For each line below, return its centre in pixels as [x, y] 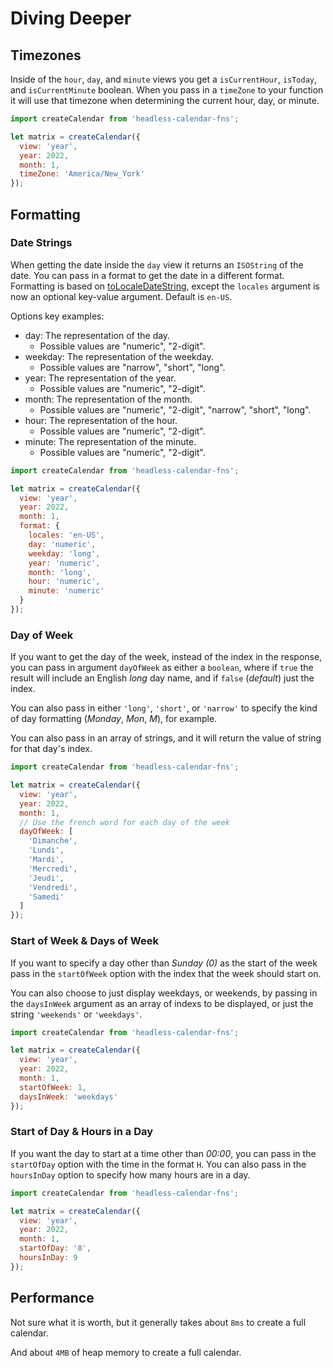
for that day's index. [51, 749]
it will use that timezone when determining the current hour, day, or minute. [165, 100]
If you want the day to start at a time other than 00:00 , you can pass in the [163, 1153]
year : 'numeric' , [64, 563]
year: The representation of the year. [100, 378]
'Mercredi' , [53, 868]
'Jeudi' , [46, 878]
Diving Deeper [71, 18]
